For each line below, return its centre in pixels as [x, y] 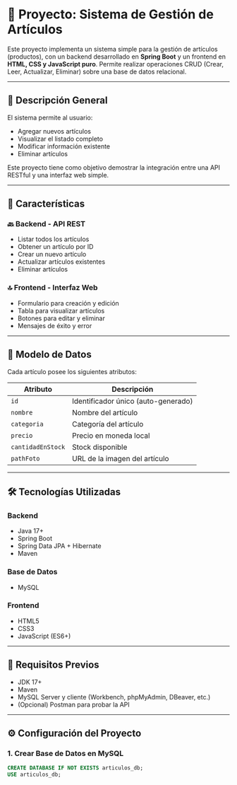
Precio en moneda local [111, 436]
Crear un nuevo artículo [52, 255]
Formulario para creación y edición [68, 303]
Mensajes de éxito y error [55, 325]
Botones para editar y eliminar [61, 318]
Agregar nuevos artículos [54, 131]
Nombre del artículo [105, 412]
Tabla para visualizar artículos [61, 310]
